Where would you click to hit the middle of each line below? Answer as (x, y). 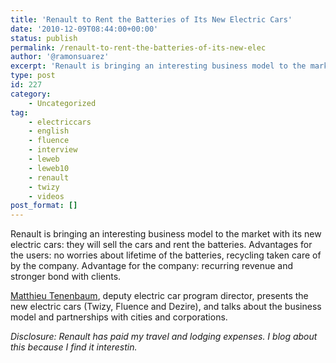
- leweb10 (49, 168)
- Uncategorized (62, 103)
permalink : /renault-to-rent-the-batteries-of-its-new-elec (138, 47)
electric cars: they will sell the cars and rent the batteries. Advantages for (161, 245)
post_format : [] (44, 206)
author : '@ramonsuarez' (60, 57)
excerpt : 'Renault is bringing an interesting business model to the (158, 66)
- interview (53, 150)
